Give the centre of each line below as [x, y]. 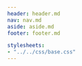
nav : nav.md [24, 20]
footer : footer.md [34, 33]
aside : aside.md [31, 26]
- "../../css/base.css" [42, 52]
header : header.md [34, 14]
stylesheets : [26, 46]
